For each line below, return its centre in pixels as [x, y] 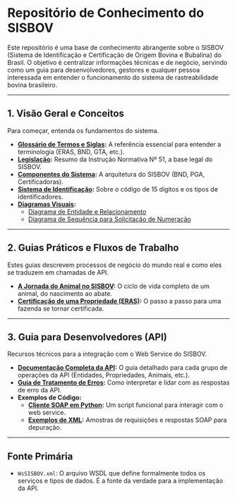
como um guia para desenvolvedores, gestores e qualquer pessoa [104, 70]
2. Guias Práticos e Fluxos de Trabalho [93, 248]
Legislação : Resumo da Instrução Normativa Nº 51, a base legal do [115, 159]
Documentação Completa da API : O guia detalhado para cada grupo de [122, 368]
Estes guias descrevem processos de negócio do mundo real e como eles [115, 265]
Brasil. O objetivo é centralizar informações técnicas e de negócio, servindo [117, 62]
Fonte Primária [40, 456]
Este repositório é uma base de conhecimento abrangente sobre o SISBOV [116, 47]
